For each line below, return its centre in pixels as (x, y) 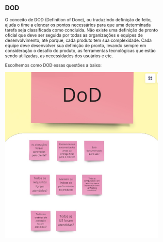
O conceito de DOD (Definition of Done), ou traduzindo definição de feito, (78, 19)
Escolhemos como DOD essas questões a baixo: (53, 65)
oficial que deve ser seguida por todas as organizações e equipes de (74, 35)
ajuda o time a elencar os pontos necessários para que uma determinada (78, 25)
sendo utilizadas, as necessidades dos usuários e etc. (59, 56)
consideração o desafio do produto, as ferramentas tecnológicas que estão (81, 50)
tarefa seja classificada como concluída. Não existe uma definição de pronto (81, 30)
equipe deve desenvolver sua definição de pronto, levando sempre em (76, 45)
